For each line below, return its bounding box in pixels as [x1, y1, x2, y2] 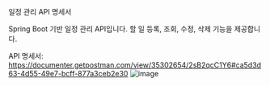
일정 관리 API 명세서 [8, 7, 72, 16]
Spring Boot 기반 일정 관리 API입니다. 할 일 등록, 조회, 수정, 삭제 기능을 [8, 24, 233, 34]
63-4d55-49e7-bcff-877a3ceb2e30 [8, 69, 129, 78]
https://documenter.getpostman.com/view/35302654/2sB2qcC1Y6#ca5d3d [8, 60, 261, 70]
